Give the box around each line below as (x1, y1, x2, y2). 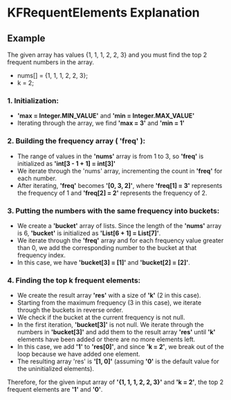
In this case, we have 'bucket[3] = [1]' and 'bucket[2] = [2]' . (17, 258, 190, 267)
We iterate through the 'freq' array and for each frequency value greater (17, 236, 224, 245)
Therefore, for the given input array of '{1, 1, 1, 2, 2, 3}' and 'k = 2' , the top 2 (7, 378, 224, 386)
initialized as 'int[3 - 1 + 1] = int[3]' (17, 159, 116, 167)
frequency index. (17, 251, 66, 259)
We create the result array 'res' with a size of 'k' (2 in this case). (17, 292, 201, 300)
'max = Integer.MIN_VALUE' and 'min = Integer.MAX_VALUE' (17, 112, 195, 120)
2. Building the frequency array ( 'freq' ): (7, 136, 146, 146)
